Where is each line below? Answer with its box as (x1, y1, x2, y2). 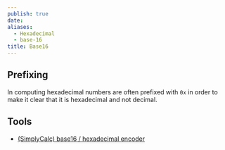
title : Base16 (7, 43, 49, 50)
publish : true (7, 10, 49, 18)
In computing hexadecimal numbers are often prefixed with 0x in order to (7, 87, 218, 96)
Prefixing (7, 69, 49, 81)
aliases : (7, 23, 33, 30)
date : (7, 17, 23, 24)
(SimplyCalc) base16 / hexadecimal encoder (17, 135, 146, 143)
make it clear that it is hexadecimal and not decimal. (7, 95, 157, 104)
